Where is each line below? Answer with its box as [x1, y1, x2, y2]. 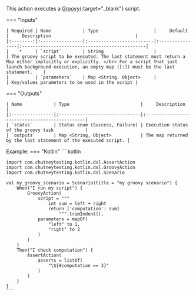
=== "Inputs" [6, 17, 38, 23]
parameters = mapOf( [37, 216, 88, 222]
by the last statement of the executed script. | [6, 138, 131, 144]
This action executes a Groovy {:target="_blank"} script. [6, 5, 141, 12]
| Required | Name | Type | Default [6, 28, 188, 34]
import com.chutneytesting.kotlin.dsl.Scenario [6, 170, 125, 175]
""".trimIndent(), [58, 211, 104, 217]
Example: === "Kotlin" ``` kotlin [6, 148, 81, 155]
